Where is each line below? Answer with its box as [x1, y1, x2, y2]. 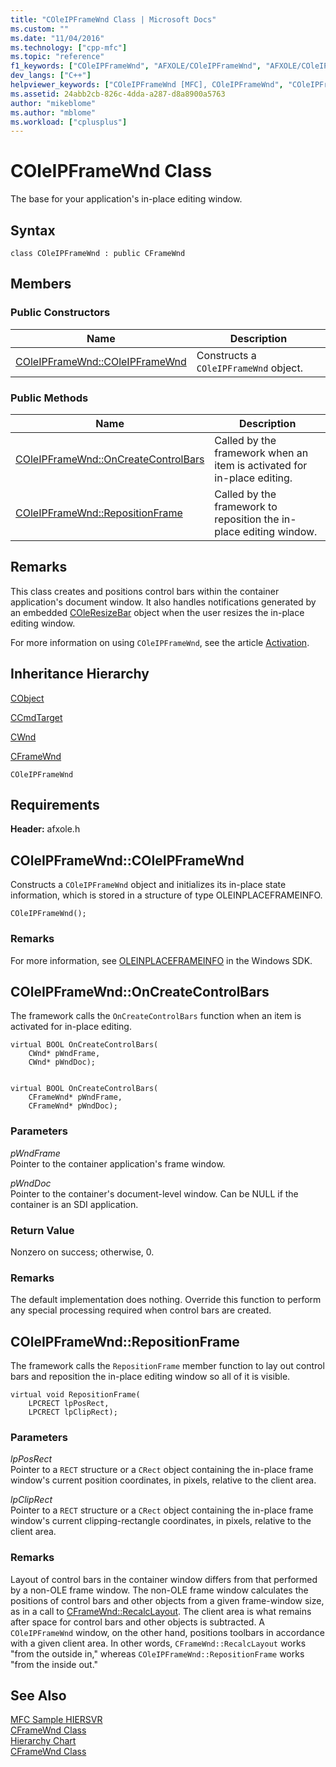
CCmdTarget [10, 711, 63, 723]
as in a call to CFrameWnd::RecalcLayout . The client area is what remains [10, 1605, 312, 1617]
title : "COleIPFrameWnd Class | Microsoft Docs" [10, 14, 217, 25]
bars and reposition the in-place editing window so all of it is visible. [10, 1371, 291, 1383]
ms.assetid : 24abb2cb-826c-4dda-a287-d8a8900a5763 [10, 89, 226, 99]
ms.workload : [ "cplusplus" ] [10, 117, 128, 127]
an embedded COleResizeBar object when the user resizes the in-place [10, 606, 305, 618]
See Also [10, 1687, 67, 1705]
